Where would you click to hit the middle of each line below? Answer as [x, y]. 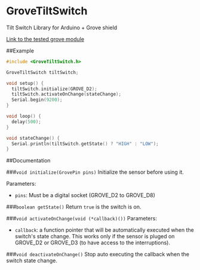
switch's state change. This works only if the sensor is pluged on [95, 237]
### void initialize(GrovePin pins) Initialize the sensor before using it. [95, 172]
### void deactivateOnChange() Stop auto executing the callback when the [98, 254]
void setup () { [25, 83]
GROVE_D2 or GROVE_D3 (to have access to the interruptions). [92, 243]
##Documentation [28, 161]
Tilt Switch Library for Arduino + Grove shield [62, 27]
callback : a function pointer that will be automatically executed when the [104, 230]
